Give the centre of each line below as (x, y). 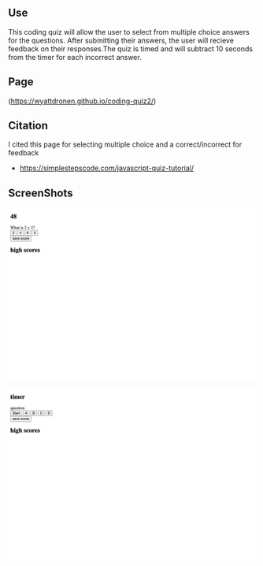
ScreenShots (41, 193)
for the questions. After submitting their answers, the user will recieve (121, 40)
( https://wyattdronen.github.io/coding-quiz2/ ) (82, 101)
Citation (28, 126)
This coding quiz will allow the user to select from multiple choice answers (129, 32)
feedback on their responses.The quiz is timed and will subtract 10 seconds (131, 48)
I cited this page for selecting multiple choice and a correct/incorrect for (125, 144)
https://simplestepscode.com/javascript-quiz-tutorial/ (107, 168)
